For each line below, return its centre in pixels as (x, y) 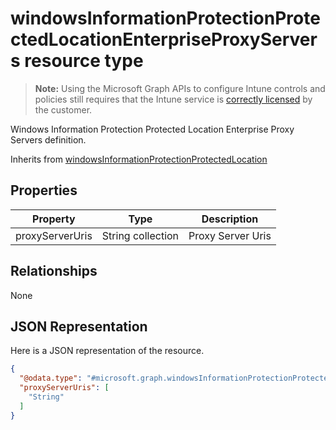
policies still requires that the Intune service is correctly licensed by (173, 99)
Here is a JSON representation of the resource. (107, 351)
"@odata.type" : (51, 378)
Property (54, 219)
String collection (140, 235)
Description (230, 219)
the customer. (63, 109)
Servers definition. (48, 139)
